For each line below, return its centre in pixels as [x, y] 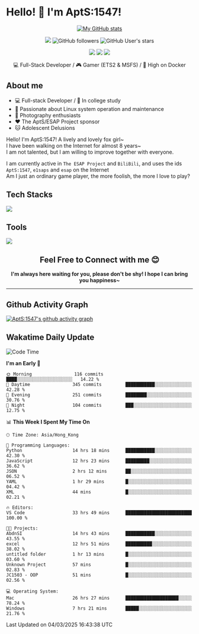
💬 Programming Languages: [38, 445]
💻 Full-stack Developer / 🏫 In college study [68, 100]
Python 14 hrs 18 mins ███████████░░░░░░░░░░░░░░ [99, 450]
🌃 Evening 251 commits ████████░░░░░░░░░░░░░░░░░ [99, 395]
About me [25, 86]
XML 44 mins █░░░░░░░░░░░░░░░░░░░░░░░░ [99, 492]
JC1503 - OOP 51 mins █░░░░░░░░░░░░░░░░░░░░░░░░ [99, 575]
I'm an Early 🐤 [23, 363]
